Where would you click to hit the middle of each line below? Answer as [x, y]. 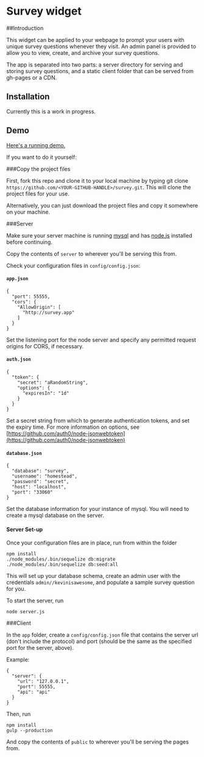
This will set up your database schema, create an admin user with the [93, 576]
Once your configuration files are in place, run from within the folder [92, 543]
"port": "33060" [32, 492]
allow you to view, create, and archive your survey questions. [83, 52]
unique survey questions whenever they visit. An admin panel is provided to [101, 46]
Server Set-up [25, 529]
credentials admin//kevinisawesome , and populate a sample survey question [100, 582]
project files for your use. [38, 194]
